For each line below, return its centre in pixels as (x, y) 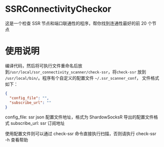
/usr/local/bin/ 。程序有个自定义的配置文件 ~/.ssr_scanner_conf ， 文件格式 (82, 78)
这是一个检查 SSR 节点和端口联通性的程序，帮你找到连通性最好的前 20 (76, 23)
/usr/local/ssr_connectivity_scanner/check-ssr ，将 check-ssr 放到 (78, 72)
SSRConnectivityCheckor (58, 9)
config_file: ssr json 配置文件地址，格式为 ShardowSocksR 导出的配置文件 (80, 117)
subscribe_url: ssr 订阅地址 (38, 123)
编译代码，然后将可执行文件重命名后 (42, 65)
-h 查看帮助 (17, 140)
